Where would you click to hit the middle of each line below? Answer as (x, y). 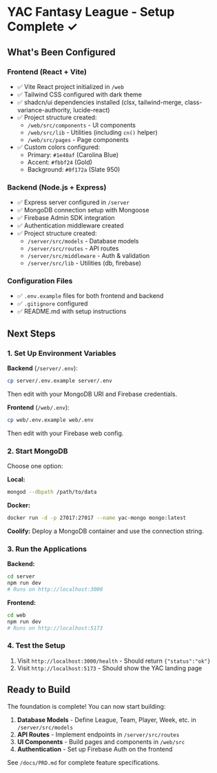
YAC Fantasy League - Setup (91, 12)
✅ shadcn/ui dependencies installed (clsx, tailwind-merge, (100, 102)
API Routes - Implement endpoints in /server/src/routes (98, 734)
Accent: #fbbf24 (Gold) (60, 162)
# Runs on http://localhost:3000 (55, 590)
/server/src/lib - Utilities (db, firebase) (84, 263)
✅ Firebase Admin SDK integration (66, 218)
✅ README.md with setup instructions (72, 312)
